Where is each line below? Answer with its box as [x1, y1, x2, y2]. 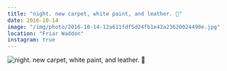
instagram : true [7, 37, 55, 44]
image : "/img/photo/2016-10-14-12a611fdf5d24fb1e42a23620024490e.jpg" [7, 23, 221, 30]
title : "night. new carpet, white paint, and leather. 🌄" [7, 10, 182, 18]
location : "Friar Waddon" [7, 30, 84, 37]
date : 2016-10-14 [7, 17, 59, 24]
